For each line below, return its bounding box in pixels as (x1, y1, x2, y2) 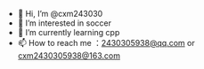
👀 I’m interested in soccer (17, 18, 112, 28)
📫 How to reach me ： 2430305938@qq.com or (17, 38, 195, 48)
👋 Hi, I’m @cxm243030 (17, 9, 103, 19)
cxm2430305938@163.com (17, 50, 120, 61)
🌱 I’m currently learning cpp (17, 27, 120, 37)
